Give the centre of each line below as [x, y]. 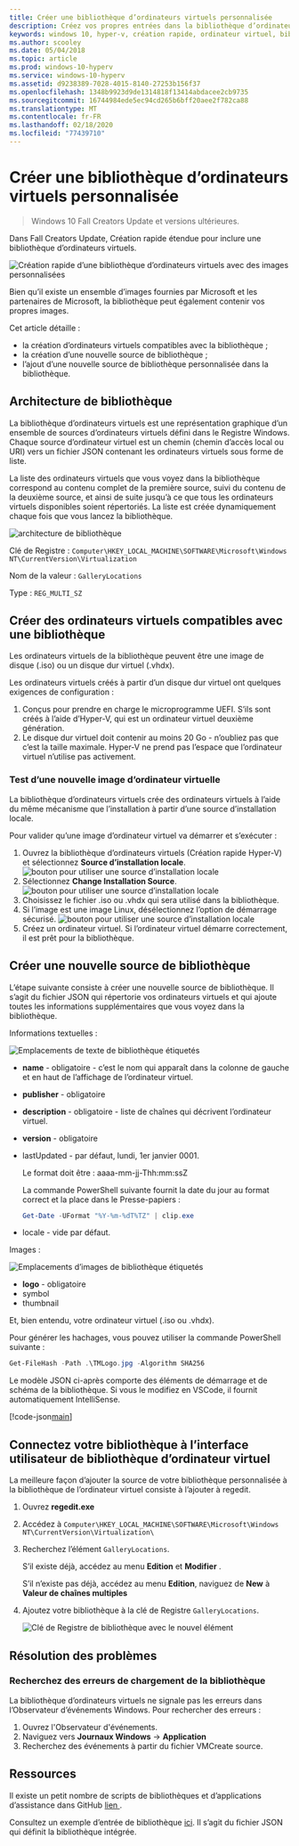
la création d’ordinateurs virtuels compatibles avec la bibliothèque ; [145, 345]
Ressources [43, 1774]
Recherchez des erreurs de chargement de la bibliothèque [137, 1681]
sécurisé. [39, 919]
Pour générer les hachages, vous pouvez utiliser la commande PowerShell [145, 1338]
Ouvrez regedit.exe [58, 1507]
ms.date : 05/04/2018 [48, 51]
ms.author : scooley [45, 42]
